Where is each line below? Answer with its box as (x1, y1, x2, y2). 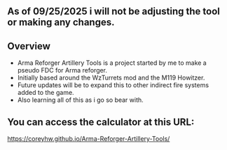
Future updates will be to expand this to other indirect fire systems (17, 81, 209, 89)
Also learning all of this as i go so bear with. (17, 96, 144, 104)
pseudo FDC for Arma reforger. (17, 66, 107, 75)
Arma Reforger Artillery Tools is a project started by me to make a (17, 59, 207, 67)
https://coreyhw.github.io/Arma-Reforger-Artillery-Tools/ (7, 135, 170, 143)
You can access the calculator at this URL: (7, 116, 195, 128)
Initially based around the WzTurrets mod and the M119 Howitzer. (17, 73, 205, 82)
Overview (7, 40, 51, 52)
